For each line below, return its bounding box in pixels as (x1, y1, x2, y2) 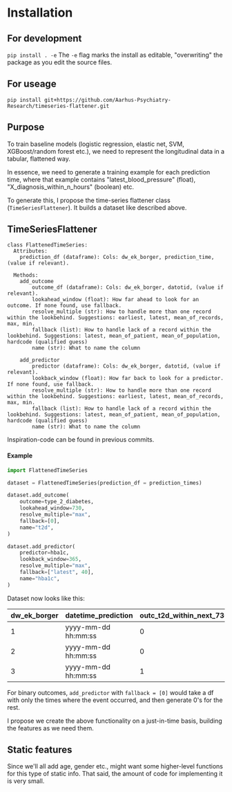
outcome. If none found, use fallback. (7, 303, 122, 309)
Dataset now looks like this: (7, 594, 85, 602)
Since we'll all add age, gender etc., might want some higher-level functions (7, 762, 223, 771)
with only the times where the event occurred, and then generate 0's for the (7, 696, 223, 704)
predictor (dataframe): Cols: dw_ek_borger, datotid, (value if (32, 363, 221, 370)
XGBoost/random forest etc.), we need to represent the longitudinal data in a (7, 147, 225, 155)
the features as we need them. (7, 723, 95, 732)
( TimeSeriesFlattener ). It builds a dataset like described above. (7, 203, 187, 212)
